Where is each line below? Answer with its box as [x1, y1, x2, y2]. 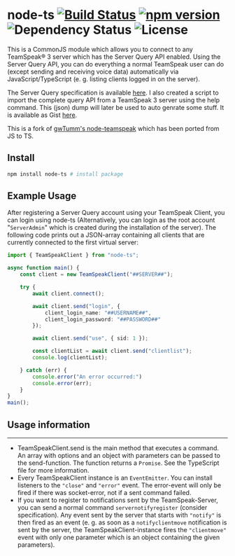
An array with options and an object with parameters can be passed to [17, 452, 220, 459]
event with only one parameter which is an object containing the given [17, 533, 220, 541]
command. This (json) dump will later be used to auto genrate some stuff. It [7, 103, 225, 111]
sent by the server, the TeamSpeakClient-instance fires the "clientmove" [17, 526, 227, 534]
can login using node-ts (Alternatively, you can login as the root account [7, 216, 215, 224]
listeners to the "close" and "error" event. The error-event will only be [17, 481, 222, 489]
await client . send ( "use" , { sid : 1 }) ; [32, 335, 149, 342]
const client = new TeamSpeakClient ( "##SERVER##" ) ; [20, 271, 173, 278]
